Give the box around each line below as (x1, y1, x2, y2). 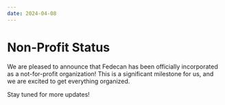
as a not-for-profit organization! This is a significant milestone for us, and (7, 69, 214, 78)
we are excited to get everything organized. (7, 77, 130, 85)
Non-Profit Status (7, 39, 110, 55)
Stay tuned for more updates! (7, 90, 91, 98)
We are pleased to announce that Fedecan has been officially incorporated (7, 62, 218, 71)
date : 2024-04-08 (7, 10, 57, 17)
